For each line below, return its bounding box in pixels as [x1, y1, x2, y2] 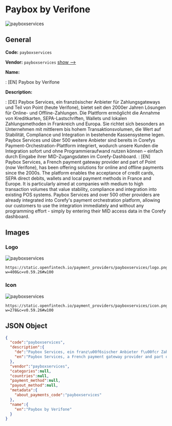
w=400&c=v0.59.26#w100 [5, 269, 54, 275]
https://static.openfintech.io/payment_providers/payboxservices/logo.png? [5, 265, 170, 270]
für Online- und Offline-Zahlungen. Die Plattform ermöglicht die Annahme [5, 109, 160, 116]
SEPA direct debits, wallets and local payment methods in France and [5, 175, 152, 181]
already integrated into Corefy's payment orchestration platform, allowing [5, 197, 160, 203]
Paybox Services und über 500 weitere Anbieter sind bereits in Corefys [5, 137, 156, 143]
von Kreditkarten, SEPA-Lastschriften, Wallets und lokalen [5, 115, 127, 121]
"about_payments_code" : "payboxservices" [14, 393, 102, 398]
